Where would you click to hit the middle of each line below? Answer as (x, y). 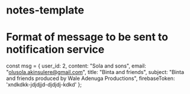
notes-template (45, 10)
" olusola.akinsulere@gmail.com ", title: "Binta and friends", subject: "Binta (95, 72)
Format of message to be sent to (87, 37)
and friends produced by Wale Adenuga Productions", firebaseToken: (91, 78)
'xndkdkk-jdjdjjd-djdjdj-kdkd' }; (44, 85)
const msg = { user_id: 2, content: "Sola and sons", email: (76, 66)
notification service (55, 50)
